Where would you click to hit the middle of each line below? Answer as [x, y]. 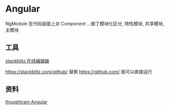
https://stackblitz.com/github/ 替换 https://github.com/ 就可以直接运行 [79, 71]
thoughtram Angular [26, 102]
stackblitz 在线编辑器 [27, 61]
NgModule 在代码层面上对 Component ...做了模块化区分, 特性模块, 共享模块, [85, 23]
